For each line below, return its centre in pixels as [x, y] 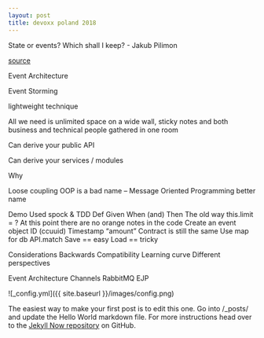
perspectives [29, 263]
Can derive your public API [51, 145]
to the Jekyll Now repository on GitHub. [72, 325]
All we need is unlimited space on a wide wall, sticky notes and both [118, 121]
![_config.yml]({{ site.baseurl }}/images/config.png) [91, 293]
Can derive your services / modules [66, 160]
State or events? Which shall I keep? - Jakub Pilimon [93, 45]
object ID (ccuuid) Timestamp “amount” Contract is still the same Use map [128, 231]
